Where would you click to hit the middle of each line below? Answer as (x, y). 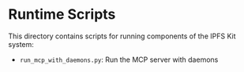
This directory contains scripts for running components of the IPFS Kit (122, 36)
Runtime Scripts (62, 14)
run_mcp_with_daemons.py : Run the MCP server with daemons (119, 59)
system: (21, 44)
